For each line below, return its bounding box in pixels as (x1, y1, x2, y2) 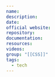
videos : (6, 46, 25, 52)
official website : (6, 24, 51, 31)
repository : (6, 30, 35, 36)
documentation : (6, 35, 43, 41)
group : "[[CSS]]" (6, 52, 49, 57)
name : (6, 8, 19, 14)
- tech (11, 62, 27, 68)
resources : (6, 41, 33, 47)
